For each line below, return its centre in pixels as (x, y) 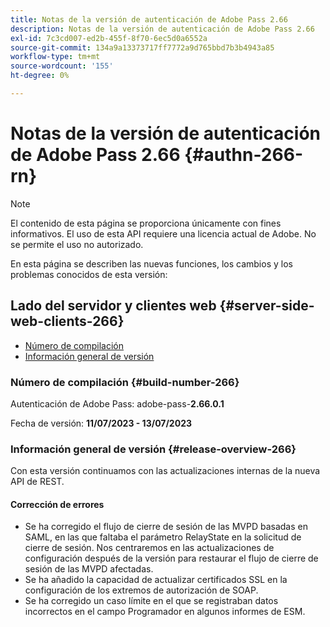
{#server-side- (267, 306)
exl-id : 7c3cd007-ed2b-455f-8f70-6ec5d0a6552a (109, 38)
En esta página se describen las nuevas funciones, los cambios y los (151, 263)
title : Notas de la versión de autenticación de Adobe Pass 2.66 (149, 19)
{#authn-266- (243, 155)
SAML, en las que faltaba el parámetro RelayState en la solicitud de (163, 537)
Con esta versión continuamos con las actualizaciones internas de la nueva (165, 471)
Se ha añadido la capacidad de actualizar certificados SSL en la (156, 580)
